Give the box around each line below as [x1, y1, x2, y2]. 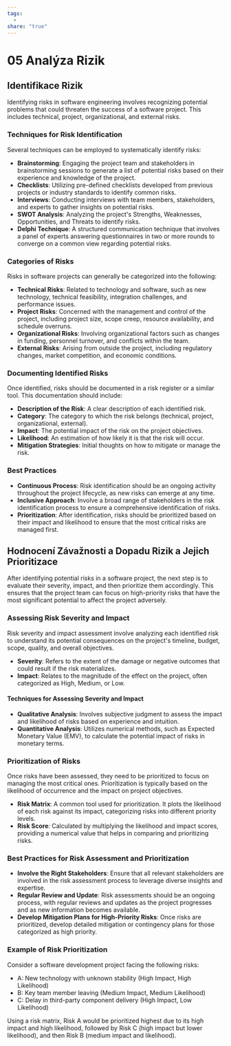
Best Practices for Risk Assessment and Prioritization [7, 854, 189, 864]
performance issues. [16, 300, 76, 308]
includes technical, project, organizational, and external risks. [7, 113, 181, 121]
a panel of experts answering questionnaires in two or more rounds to [16, 232, 215, 240]
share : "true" [7, 23, 48, 30]
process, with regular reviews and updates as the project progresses [16, 899, 212, 907]
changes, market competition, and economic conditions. [16, 351, 177, 359]
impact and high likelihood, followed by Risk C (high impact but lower [7, 1023, 203, 1032]
